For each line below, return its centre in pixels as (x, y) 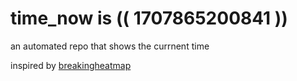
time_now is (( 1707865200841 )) (149, 18)
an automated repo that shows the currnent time (110, 46)
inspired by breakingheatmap (71, 65)
